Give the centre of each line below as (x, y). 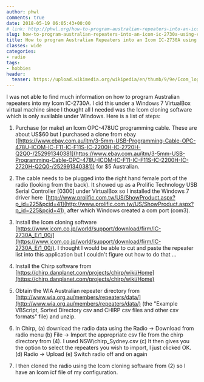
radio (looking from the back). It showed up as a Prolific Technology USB (106, 185)
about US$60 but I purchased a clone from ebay (76, 135)
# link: (16, 29)
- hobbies (19, 68)
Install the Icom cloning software (56, 223)
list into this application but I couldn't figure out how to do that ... (96, 255)
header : (16, 74)
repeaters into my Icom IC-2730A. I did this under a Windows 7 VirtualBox (99, 103)
